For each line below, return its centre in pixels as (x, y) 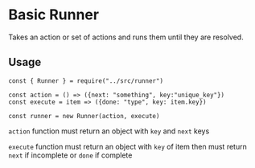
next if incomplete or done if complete (70, 155)
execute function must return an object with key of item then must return (127, 146)
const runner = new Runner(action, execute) (84, 116)
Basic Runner (53, 15)
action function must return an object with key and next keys (109, 131)
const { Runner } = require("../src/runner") (86, 81)
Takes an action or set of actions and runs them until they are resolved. (126, 37)
